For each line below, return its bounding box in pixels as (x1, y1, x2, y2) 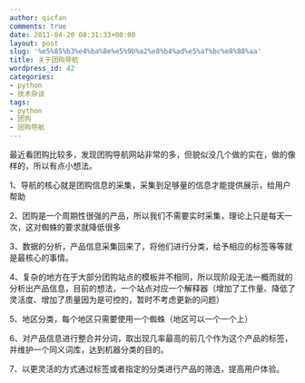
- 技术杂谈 (9, 89, 45, 98)
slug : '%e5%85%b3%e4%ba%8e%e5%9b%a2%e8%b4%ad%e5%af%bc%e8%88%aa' (9, 47, 261, 56)
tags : (9, 97, 30, 107)
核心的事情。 (25, 252, 74, 263)
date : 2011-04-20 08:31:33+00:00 (9, 30, 136, 39)
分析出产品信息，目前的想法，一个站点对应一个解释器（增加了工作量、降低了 (9, 283, 296, 293)
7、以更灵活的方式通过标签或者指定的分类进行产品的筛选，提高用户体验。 (9, 364, 284, 374)
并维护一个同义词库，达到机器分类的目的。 (9, 344, 169, 355)
